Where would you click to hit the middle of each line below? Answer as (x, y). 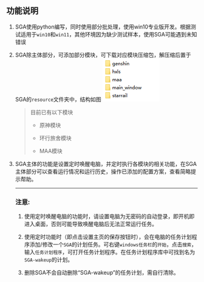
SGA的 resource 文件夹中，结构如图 (58, 99)
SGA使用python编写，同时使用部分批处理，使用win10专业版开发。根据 (103, 27)
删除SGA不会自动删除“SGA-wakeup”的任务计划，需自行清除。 (101, 273)
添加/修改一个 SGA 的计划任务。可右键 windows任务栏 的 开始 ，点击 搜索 (110, 244)
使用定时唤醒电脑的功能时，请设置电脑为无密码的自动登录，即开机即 (109, 216)
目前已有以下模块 (52, 112)
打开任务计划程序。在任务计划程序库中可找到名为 (134, 252)
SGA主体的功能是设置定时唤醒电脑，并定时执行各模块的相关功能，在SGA (106, 163)
